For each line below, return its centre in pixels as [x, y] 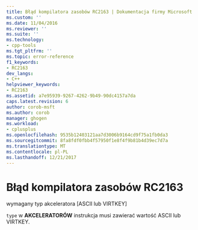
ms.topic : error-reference [40, 57]
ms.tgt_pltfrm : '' [29, 51]
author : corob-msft [31, 107]
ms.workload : [23, 124]
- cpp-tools [21, 46]
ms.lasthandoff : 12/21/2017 [42, 157]
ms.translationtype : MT [36, 146]
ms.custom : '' [24, 17]
